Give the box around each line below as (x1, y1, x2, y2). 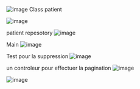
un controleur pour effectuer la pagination (6, 64, 111, 71)
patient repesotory (6, 29, 53, 36)
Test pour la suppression (6, 53, 69, 60)
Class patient (29, 6, 62, 13)
